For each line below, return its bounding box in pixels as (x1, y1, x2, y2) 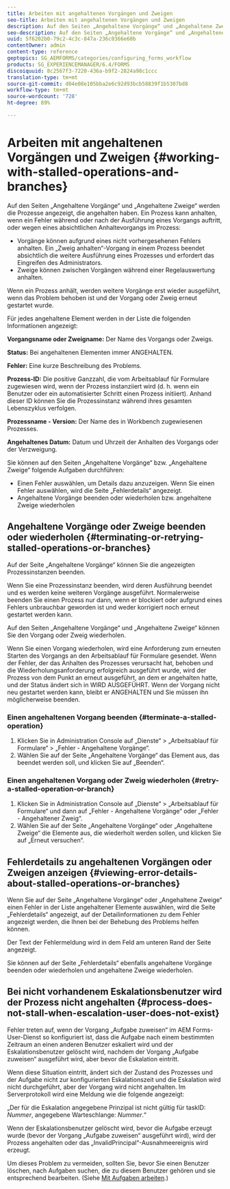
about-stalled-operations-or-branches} (7, 877, 181, 889)
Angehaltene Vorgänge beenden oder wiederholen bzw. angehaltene (16, 494, 212, 502)
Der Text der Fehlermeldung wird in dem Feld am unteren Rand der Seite (7, 938, 212, 947)
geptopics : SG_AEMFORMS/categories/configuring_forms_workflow (7, 55, 192, 62)
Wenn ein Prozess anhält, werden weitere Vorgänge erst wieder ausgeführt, (7, 286, 221, 295)
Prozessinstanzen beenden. (7, 568, 86, 576)
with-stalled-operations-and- (7, 164, 179, 180)
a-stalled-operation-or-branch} (7, 784, 115, 794)
